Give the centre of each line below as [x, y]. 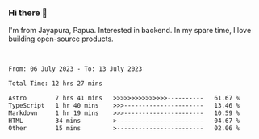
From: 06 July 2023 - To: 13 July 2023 [75, 69]
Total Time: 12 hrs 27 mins [56, 84]
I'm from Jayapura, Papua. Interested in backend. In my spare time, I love [130, 31]
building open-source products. [61, 39]
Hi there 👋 [28, 13]
